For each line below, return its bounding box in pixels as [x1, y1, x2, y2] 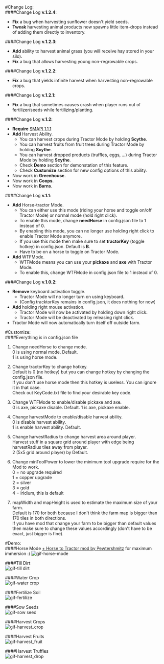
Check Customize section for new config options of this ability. [19, 167, 147, 173]
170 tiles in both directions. [12, 515, 67, 521]
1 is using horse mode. [12, 354, 58, 360]
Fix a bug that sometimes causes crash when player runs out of [12, 102, 141, 107]
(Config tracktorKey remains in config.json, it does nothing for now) [19, 299, 156, 305]
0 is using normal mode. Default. [12, 349, 78, 355]
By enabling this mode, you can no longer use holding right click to [19, 228, 154, 234]
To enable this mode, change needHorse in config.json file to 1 [19, 218, 146, 223]
